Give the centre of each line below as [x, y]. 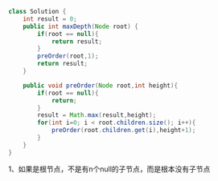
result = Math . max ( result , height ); [97, 115]
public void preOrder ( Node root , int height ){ [101, 85]
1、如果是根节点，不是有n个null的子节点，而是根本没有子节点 [109, 169]
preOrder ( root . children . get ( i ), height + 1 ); [123, 131]
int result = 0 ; [50, 19]
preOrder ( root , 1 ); [68, 56]
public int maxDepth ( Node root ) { [80, 26]
